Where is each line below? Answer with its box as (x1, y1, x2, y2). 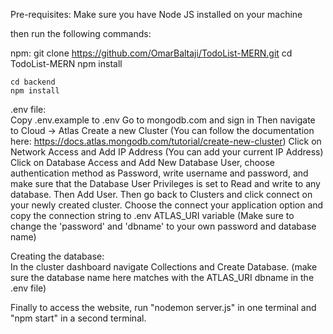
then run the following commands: (10, 28, 152, 39)
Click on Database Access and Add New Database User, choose (10, 157, 276, 168)
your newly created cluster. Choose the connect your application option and (10, 199, 324, 211)
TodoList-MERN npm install (10, 58, 123, 69)
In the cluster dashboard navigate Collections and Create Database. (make (10, 261, 318, 273)
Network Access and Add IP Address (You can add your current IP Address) (10, 146, 324, 158)
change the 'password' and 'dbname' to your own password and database (10, 220, 317, 232)
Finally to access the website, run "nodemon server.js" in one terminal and (10, 302, 317, 313)
